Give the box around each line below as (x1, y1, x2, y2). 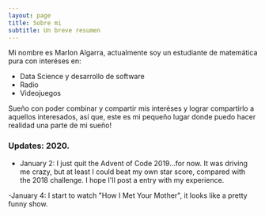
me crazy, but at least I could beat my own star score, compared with (19, 167, 246, 176)
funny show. (8, 199, 48, 208)
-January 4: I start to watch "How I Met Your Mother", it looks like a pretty (8, 191, 248, 200)
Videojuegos (19, 89, 62, 98)
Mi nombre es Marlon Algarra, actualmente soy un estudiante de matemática (8, 48, 258, 58)
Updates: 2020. (8, 140, 70, 151)
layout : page (8, 11, 51, 20)
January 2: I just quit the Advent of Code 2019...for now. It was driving (19, 158, 248, 168)
